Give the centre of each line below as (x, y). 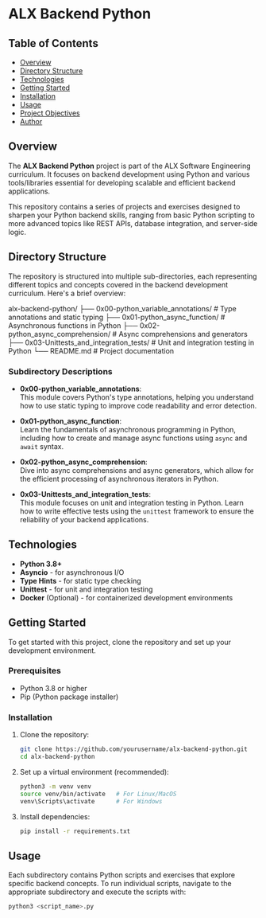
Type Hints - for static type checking (80, 580)
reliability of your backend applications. (84, 519)
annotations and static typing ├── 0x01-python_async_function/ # (117, 317)
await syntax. (42, 446)
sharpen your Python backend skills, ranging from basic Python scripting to (132, 215)
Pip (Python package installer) (69, 697)
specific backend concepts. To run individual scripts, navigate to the (120, 884)
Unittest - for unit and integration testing (86, 589)
